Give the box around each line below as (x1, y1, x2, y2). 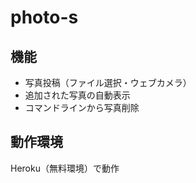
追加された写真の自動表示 (24, 89, 131, 101)
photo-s (10, 6, 79, 29)
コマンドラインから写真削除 (24, 102, 140, 113)
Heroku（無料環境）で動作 (10, 162, 120, 174)
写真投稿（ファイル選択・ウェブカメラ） (24, 77, 192, 88)
